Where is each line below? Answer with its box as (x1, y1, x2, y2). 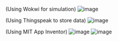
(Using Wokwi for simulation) (5, 6, 76, 12)
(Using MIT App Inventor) (5, 28, 68, 35)
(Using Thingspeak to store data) (5, 17, 87, 23)
